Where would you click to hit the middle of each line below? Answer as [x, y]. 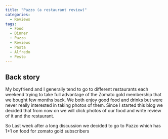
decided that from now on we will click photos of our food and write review [83, 111]
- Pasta [18, 47]
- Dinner [19, 33]
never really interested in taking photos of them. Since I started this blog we [84, 105]
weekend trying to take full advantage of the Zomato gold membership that [83, 95]
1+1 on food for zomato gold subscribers [47, 131]
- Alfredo [20, 52]
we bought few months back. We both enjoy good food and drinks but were [84, 100]
